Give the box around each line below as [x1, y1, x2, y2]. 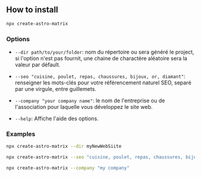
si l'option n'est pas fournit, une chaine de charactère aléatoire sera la [14, 54, 187, 62]
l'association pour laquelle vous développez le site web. [14, 103, 153, 110]
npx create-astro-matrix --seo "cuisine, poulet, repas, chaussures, [6, 154, 184, 160]
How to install [6, 5, 59, 15]
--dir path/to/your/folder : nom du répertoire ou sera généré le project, [14, 48, 194, 56]
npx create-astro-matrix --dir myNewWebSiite [6, 144, 121, 149]
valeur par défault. [14, 61, 61, 68]
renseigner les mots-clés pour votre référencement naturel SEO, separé [14, 79, 191, 86]
